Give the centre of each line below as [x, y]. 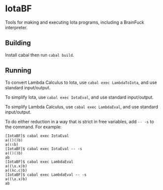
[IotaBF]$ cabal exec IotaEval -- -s [44, 149]
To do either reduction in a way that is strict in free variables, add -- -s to [80, 121]
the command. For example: [33, 127]
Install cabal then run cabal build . [40, 55]
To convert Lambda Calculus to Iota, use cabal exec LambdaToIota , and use [81, 82]
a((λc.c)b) [16, 170]
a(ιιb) [12, 144]
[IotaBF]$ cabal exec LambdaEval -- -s [46, 175]
